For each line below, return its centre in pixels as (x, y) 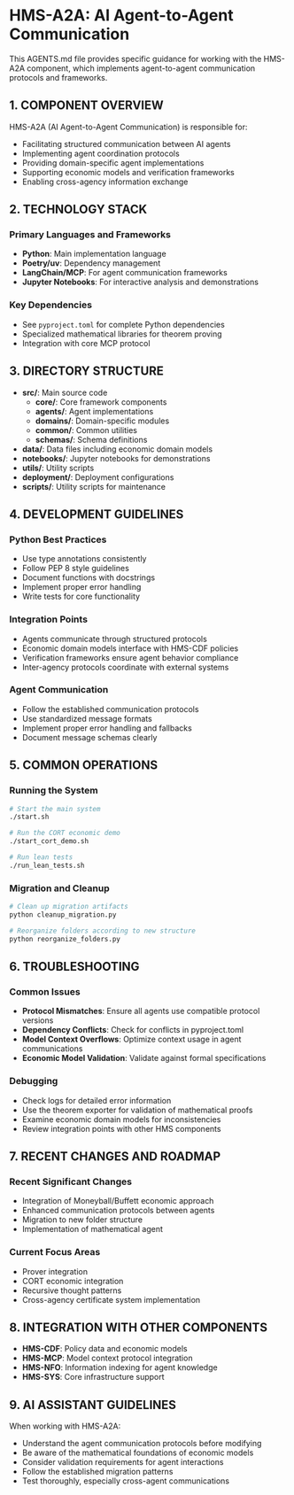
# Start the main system (55, 809)
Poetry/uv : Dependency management (91, 263)
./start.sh (29, 817)
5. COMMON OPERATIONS (83, 766)
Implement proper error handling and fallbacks (107, 728)
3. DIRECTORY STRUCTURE (86, 372)
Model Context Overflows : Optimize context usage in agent (132, 1039)
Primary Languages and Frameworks (90, 235)
